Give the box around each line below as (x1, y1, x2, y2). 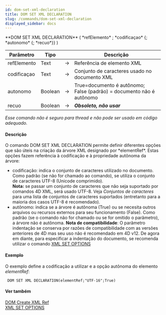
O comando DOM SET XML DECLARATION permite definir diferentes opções (5, 142, 161, 148)
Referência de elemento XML (74, 60, 142, 67)
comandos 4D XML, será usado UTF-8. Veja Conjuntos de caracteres (12, 188, 154, 195)
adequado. (5, 120, 28, 126)
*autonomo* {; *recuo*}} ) (5, 40, 58, 46)
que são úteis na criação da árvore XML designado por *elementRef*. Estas (5, 147, 159, 153)
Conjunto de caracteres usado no (74, 68, 152, 74)
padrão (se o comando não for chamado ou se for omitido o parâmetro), (12, 215, 159, 221)
